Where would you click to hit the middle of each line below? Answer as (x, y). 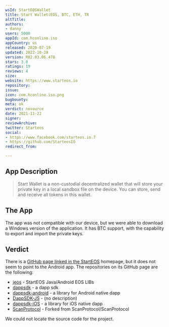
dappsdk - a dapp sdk (36, 287)
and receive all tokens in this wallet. (54, 194)
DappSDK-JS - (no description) (45, 298)
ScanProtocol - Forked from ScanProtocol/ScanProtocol (71, 309)
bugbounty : (17, 99)
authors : (14, 24)
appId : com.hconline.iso (31, 39)
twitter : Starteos (24, 128)
